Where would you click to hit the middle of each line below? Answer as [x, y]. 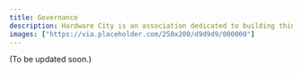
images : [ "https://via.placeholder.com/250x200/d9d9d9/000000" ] [132, 34]
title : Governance [44, 17]
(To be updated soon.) [51, 60]
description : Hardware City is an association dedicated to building [142, 26]
